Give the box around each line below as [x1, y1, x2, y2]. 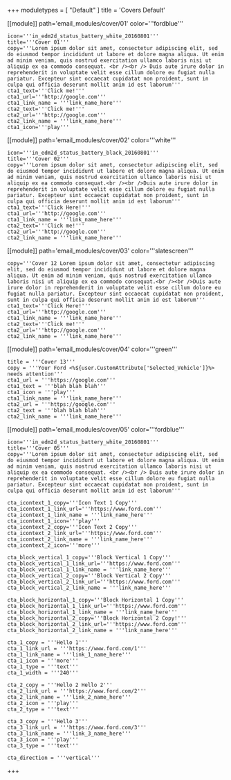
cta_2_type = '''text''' [7, 706, 79, 713]
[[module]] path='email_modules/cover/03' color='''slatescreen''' [7, 246, 194, 255]
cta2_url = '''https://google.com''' [7, 401, 116, 408]
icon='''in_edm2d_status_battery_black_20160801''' [7, 149, 159, 156]
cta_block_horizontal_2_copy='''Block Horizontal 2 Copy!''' [7, 615, 187, 622]
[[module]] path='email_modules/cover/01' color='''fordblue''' [7, 19, 183, 27]
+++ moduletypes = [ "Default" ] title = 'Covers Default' [7, 6, 166, 14]
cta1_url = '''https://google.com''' [7, 377, 116, 384]
